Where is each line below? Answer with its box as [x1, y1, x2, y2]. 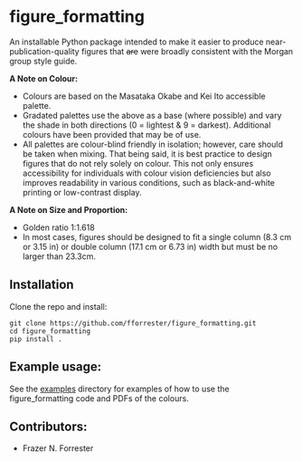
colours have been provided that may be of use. [22, 129, 202, 139]
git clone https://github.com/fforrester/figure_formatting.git [9, 319, 257, 328]
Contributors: [9, 418, 88, 434]
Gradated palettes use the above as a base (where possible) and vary [22, 110, 282, 120]
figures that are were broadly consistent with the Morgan [80, 45, 294, 56]
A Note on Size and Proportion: [9, 204, 128, 215]
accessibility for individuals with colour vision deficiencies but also [22, 168, 271, 178]
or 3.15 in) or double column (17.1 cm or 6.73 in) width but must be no [22, 241, 278, 252]
